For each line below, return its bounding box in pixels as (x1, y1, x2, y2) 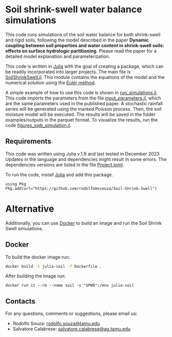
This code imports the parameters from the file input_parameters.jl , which (5, 95, 161, 101)
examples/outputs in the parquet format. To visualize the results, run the (5, 116, 158, 123)
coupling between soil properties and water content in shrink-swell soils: (5, 42, 164, 48)
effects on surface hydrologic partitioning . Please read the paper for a (5, 48, 157, 54)
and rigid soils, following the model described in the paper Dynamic (5, 37, 149, 43)
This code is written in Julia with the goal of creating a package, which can (5, 63, 164, 69)
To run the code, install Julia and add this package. (5, 171, 113, 177)
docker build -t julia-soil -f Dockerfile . (5, 264, 102, 269)
